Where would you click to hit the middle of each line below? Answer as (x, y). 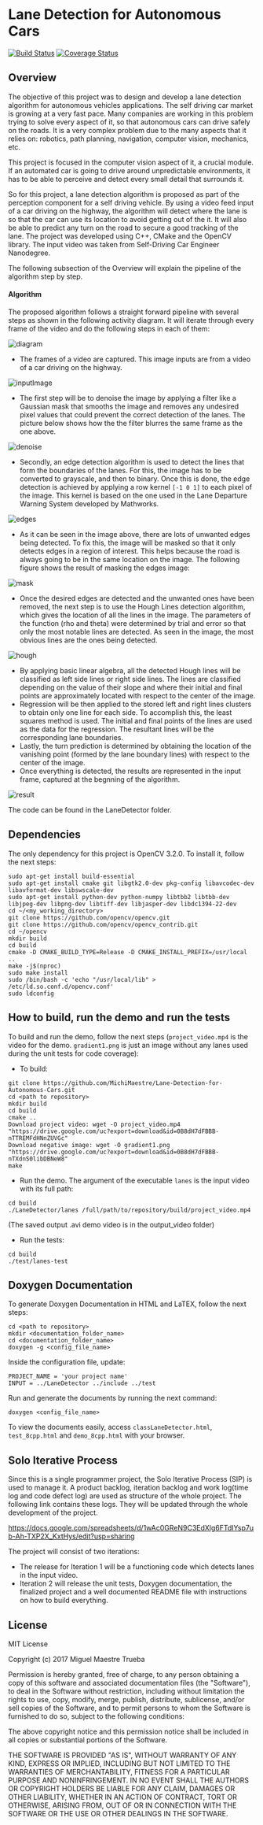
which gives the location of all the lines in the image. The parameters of (135, 615)
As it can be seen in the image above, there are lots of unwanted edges (135, 534)
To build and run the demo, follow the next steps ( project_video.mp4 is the (128, 1036)
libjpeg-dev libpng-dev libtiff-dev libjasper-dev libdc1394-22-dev (122, 904)
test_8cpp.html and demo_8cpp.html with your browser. (97, 1435)
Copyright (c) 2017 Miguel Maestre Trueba (77, 1660)
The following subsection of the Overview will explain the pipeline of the (125, 268)
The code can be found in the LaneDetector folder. (90, 809)
